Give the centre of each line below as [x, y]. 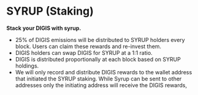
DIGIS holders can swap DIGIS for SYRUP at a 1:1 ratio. [84, 52]
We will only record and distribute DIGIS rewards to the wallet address [104, 72]
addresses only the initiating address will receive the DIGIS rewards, [101, 85]
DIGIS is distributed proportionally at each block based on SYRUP [98, 59]
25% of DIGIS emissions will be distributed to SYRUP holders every [100, 40]
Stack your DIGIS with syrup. [44, 28]
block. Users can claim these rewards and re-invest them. [88, 46]
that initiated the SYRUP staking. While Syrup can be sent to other [98, 79]
